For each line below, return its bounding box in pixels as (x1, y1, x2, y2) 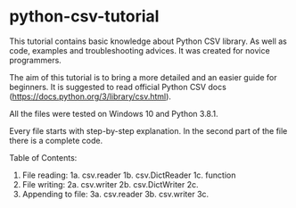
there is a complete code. (9, 135, 103, 146)
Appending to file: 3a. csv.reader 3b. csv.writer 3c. (21, 188, 210, 199)
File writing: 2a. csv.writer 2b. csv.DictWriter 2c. (21, 179, 199, 189)
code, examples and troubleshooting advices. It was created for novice (9, 45, 270, 55)
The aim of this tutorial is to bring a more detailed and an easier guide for (9, 71, 277, 82)
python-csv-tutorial (9, 6, 160, 27)
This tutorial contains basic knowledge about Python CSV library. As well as (9, 36, 287, 46)
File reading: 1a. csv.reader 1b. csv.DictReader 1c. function (21, 170, 236, 180)
